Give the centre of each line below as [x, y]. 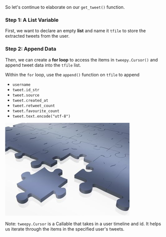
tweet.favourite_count [36, 111]
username [21, 85]
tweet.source [26, 95]
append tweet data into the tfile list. [43, 65]
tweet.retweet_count [34, 106]
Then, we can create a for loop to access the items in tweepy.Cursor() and [82, 59]
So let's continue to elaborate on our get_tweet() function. [65, 7]
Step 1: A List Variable [32, 20]
